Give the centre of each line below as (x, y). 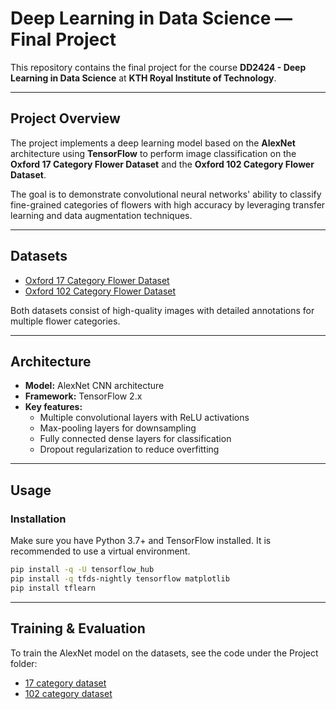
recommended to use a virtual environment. (100, 551)
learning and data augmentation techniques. (101, 215)
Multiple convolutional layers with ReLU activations (144, 418)
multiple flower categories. (65, 321)
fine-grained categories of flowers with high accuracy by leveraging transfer (168, 204)
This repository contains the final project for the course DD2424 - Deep (158, 67)
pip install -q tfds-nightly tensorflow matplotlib (120, 578)
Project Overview (65, 118)
